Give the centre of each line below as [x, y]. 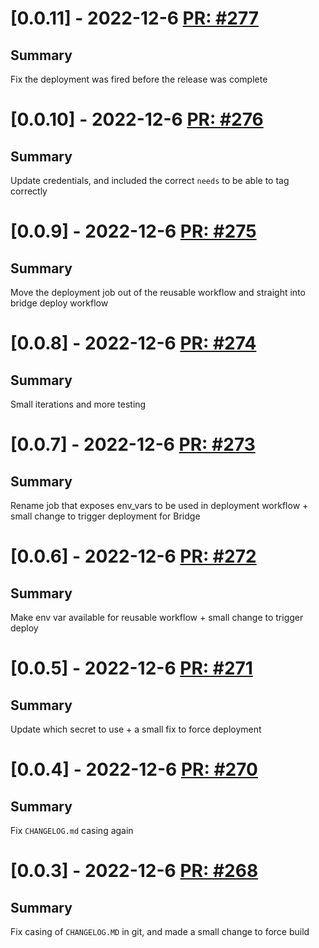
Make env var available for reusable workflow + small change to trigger [157, 617]
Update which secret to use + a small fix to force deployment [136, 729]
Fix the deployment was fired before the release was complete [139, 79]
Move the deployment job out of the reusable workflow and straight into [158, 292]
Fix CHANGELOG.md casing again [72, 830]
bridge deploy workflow [59, 303]
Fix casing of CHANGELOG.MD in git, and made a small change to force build [160, 931]
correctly [29, 191]
